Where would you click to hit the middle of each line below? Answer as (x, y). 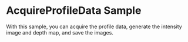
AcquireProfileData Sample (74, 11)
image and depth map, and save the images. (60, 32)
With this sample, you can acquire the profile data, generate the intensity (94, 26)
